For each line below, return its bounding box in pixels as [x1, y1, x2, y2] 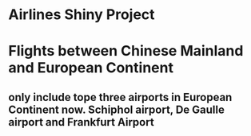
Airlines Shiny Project [8, 6, 155, 24]
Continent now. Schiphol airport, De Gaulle [8, 103, 225, 116]
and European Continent [8, 59, 174, 77]
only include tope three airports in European [8, 90, 233, 104]
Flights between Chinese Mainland [8, 42, 244, 60]
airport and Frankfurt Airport [8, 115, 154, 129]
